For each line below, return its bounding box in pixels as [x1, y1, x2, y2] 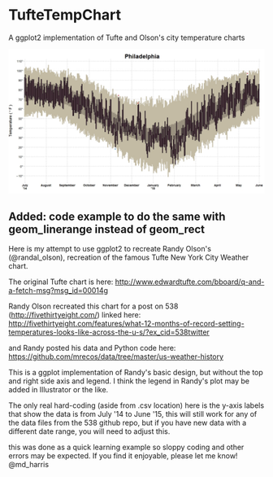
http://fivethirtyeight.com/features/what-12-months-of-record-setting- [8, 319, 245, 329]
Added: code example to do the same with [8, 209, 226, 223]
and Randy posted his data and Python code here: [8, 344, 176, 353]
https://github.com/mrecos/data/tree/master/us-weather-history [8, 352, 224, 361]
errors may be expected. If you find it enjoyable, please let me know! [8, 451, 238, 461]
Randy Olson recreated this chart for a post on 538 [8, 301, 179, 311]
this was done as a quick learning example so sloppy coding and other [8, 442, 245, 453]
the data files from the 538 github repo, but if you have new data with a [8, 418, 247, 428]
